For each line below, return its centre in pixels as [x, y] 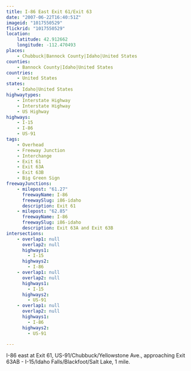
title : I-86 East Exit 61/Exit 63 [49, 12]
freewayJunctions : [29, 184]
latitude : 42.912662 [42, 39]
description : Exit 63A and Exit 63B [67, 228]
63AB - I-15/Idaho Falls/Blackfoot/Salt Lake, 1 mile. [68, 362]
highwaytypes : [24, 95]
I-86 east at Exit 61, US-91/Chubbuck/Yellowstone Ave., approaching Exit [96, 355]
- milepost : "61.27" [42, 189]
